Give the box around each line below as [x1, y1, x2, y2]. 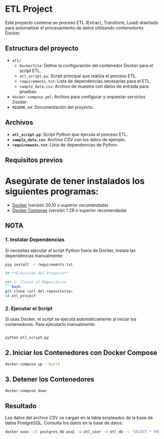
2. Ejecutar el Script [5, 305, 53, 312]
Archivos [5, 119, 33, 127]
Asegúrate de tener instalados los [5, 175, 145, 187]
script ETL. [19, 68, 41, 73]
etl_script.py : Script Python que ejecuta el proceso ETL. [12, 131, 128, 137]
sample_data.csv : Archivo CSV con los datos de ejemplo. [12, 136, 126, 143]
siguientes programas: [5, 186, 99, 197]
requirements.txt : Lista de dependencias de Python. [12, 142, 119, 147]
